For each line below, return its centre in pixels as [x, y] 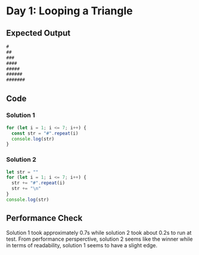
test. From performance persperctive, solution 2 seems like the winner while [99, 239]
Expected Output [38, 33]
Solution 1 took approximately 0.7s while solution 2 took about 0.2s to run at [99, 232]
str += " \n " [27, 189]
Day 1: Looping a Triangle [69, 11]
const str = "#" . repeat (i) [45, 133]
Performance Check [44, 218]
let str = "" [22, 172]
